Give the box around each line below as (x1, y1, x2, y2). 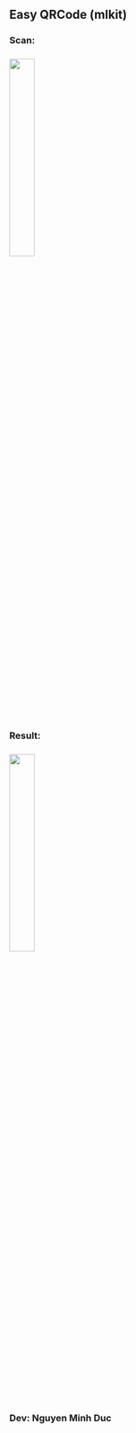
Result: (9, 729, 41, 742)
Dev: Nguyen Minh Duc (9, 1412, 112, 1425)
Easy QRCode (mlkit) (9, 7, 128, 23)
